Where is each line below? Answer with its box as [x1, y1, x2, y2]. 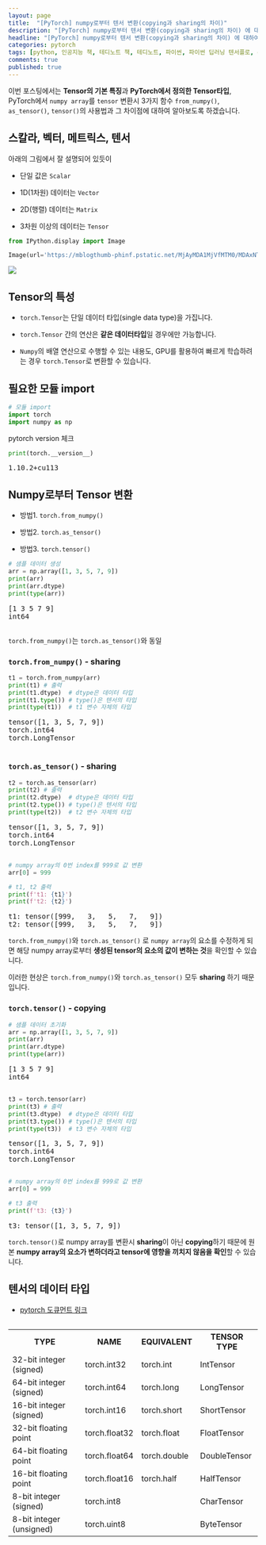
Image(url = [8, 251, 44, 259]
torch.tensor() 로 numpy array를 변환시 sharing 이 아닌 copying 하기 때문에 [8, 1236, 247, 1246]
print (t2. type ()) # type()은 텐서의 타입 [8, 801, 137, 809]
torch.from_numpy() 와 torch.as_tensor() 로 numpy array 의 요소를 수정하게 [8, 936, 245, 945]
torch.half [141, 1473, 177, 1484]
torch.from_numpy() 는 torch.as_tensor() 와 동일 [8, 635, 162, 645]
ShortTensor [199, 1405, 246, 1416]
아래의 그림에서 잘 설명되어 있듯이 [8, 154, 112, 163]
